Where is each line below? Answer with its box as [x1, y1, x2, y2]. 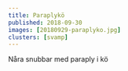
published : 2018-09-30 [8, 19, 82, 27]
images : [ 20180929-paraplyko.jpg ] [8, 26, 122, 34]
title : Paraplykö [8, 11, 65, 20]
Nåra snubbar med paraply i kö [8, 55, 108, 64]
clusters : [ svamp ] [8, 33, 68, 41]
